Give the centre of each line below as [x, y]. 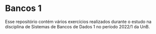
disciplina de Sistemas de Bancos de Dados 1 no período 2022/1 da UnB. [78, 26]
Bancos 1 [23, 8]
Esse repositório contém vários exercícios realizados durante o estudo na [78, 22]
